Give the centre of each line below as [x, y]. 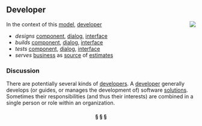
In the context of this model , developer [54, 24]
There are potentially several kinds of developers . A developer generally [96, 84]
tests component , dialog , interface [57, 49]
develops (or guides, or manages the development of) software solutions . [97, 90]
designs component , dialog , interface [61, 36]
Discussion [23, 70]
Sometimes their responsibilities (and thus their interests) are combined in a [100, 97]
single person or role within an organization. [61, 103]
